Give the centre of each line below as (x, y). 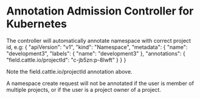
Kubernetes (37, 24)
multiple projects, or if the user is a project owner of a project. (84, 89)
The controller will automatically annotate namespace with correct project (99, 40)
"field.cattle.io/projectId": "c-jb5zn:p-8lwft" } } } (66, 60)
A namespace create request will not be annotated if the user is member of (100, 83)
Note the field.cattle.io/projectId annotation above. (69, 71)
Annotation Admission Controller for (100, 11)
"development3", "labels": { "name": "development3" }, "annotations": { (96, 53)
